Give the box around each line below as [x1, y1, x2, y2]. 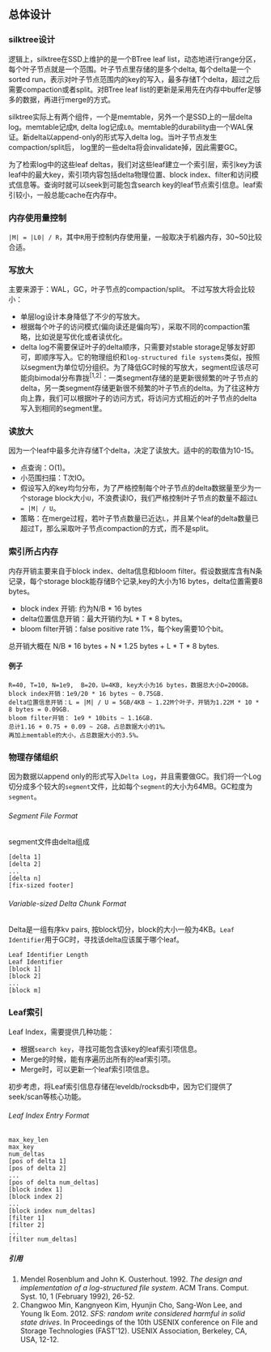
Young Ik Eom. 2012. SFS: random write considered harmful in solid [19, 1308, 245, 1318]
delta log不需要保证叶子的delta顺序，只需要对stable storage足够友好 [19, 342, 248, 352]
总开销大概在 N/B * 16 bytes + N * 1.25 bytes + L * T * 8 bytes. [8, 641, 220, 650]
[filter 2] [8, 1221, 45, 1229]
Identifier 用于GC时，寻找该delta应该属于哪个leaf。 [8, 935, 184, 945]
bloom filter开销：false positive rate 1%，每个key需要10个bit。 [19, 624, 228, 633]
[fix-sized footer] [8, 882, 74, 890]
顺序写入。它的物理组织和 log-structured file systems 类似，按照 [41, 352, 260, 363]
